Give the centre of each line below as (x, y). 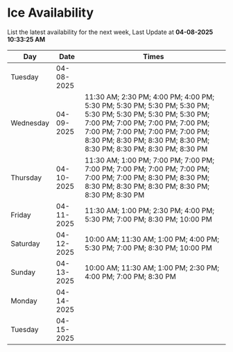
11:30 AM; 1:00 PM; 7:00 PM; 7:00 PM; (149, 160)
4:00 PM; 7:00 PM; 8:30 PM (130, 276)
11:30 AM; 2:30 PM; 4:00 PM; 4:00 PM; (149, 97)
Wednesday (30, 123)
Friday (21, 215)
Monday (24, 301)
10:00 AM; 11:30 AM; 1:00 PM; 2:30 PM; (152, 267)
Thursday (26, 177)
